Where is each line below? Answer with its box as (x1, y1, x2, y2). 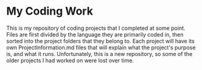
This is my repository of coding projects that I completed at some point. (6, 24, 186, 32)
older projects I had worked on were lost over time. (6, 57, 134, 64)
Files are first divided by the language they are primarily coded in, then (6, 30, 184, 38)
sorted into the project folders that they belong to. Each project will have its (6, 37, 195, 44)
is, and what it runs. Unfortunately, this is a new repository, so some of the (6, 50, 193, 57)
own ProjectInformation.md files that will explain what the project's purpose (6, 44, 196, 51)
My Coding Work (6, 4, 93, 18)
